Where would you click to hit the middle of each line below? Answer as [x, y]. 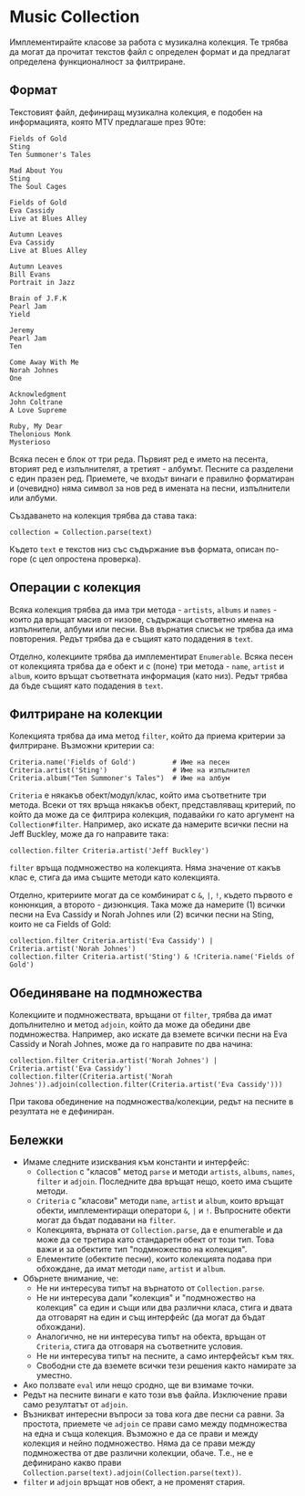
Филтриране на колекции [86, 714]
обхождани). [61, 1327]
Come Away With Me [44, 362]
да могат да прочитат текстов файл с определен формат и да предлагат [150, 51]
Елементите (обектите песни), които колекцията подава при [154, 1259]
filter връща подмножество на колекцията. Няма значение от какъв [145, 868]
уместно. [54, 1375]
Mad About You [36, 171]
